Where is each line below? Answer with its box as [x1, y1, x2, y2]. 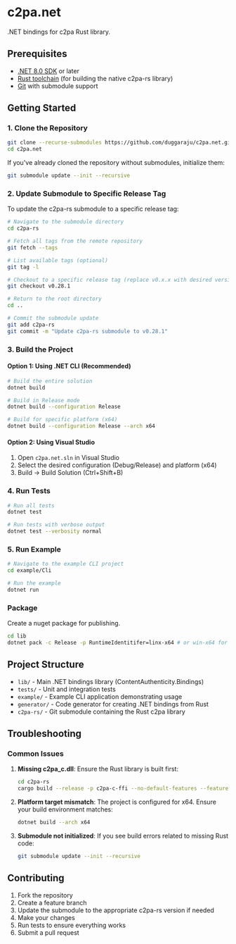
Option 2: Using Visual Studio [7, 437, 95, 446]
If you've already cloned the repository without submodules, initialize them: [7, 159, 225, 167]
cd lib [7, 633, 27, 640]
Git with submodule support [17, 82, 98, 90]
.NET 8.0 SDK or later [17, 66, 79, 75]
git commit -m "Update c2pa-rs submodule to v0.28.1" [7, 328, 169, 335]
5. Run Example [7, 545, 61, 554]
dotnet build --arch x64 [17, 819, 91, 826]
